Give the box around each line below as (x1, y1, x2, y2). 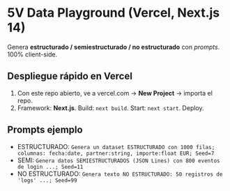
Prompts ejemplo (7, 124, 83, 136)
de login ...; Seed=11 (17, 163, 84, 170)
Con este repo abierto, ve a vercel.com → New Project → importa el (17, 89, 213, 97)
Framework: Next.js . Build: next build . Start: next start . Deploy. (17, 103, 204, 112)
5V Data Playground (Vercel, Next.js (7, 5, 220, 21)
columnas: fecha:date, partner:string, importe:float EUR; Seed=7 (17, 150, 215, 157)
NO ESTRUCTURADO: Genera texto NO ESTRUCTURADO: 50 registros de (17, 169, 223, 178)
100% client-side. (7, 50, 58, 59)
